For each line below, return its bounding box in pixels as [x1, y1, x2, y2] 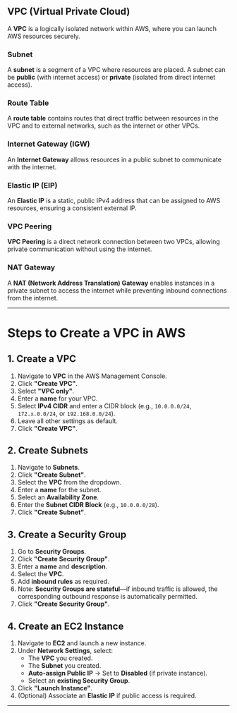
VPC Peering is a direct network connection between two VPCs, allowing [7, 238, 220, 246]
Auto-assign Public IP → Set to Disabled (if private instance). [28, 669, 208, 678]
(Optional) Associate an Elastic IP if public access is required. [17, 691, 197, 700]
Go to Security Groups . [17, 547, 87, 556]
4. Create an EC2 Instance [7, 620, 124, 632]
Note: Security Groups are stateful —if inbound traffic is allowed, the [17, 585, 218, 593]
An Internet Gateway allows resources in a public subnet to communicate [7, 155, 222, 164]
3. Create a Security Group [7, 528, 127, 540]
